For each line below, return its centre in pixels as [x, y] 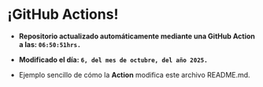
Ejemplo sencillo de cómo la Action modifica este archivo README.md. [134, 74]
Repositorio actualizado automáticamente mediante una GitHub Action [137, 36]
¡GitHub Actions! [63, 14]
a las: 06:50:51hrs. [50, 44]
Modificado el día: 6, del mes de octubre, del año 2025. [113, 60]
